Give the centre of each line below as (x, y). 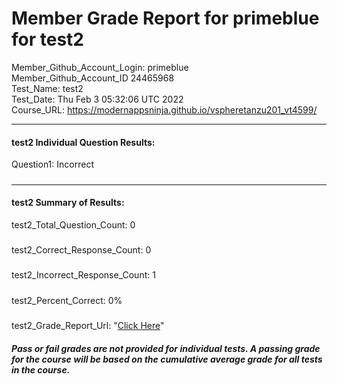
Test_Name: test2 (47, 88)
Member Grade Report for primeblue (165, 18)
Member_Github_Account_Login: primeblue (100, 67)
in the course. (41, 369)
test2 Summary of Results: (68, 203)
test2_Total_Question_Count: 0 (73, 224)
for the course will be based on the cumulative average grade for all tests (167, 359)
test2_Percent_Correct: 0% (67, 300)
